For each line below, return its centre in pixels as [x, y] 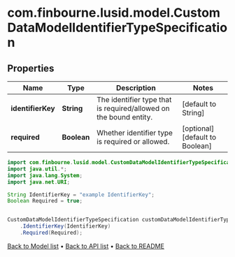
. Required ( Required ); [51, 233]
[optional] [198, 128]
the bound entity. [124, 117]
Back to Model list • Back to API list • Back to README [86, 246]
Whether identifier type [135, 133]
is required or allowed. [133, 141]
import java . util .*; [37, 169]
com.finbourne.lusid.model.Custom [114, 13]
